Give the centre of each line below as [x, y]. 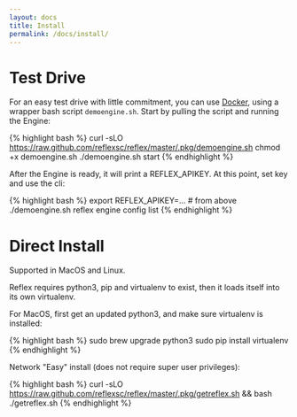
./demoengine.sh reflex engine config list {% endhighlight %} [121, 210]
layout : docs [33, 17]
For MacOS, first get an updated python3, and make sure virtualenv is [136, 314]
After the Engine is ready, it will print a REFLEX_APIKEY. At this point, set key [148, 174]
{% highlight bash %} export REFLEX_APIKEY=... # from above [123, 201]
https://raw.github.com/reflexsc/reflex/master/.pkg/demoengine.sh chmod [145, 148]
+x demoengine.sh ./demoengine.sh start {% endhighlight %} [121, 157]
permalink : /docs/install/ [59, 34]
